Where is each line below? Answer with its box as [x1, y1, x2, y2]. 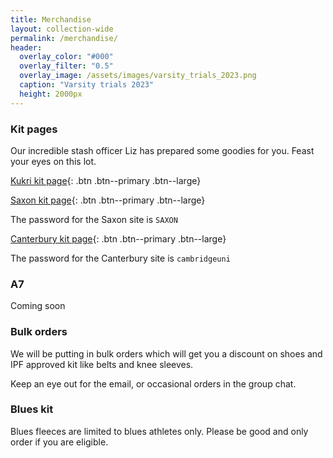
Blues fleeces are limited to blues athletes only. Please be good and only [10, 425, 309, 437]
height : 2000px [19, 89, 83, 99]
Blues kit [10, 402, 54, 416]
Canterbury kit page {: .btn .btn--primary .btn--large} [10, 232, 227, 245]
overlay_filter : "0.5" [19, 61, 114, 71]
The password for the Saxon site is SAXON [10, 213, 178, 225]
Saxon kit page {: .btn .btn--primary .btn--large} [10, 194, 206, 206]
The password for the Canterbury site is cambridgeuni [10, 252, 231, 264]
